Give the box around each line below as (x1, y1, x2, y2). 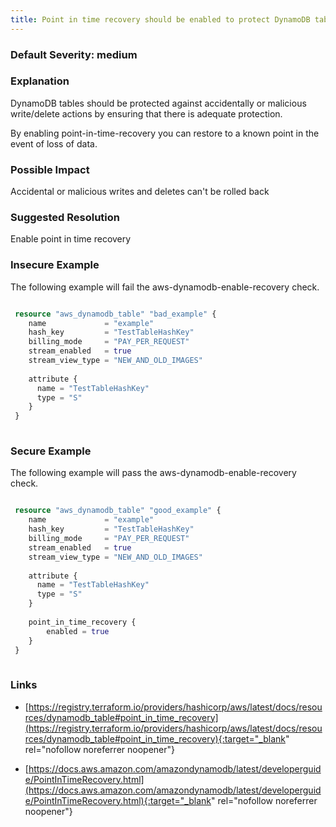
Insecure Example (10, 258, 100, 272)
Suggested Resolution (10, 211, 120, 225)
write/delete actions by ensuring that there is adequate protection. (10, 107, 283, 120)
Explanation (10, 74, 70, 88)
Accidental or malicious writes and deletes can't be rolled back (10, 186, 270, 198)
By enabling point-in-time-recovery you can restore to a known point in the (10, 127, 320, 139)
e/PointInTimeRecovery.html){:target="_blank (24, 794, 212, 806)
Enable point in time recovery (10, 233, 132, 245)
